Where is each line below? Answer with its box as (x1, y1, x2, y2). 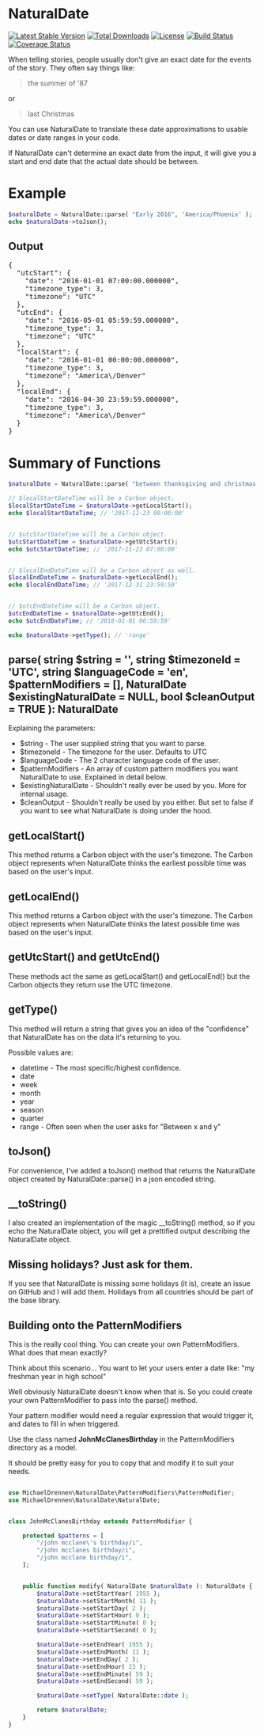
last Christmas (27, 108, 75, 119)
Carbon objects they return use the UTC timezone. (8, 980, 172, 989)
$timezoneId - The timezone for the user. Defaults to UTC (19, 747, 208, 756)
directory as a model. (8, 1442, 77, 1452)
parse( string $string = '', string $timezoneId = (8, 654, 241, 667)
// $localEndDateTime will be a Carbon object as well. (8, 567, 196, 574)
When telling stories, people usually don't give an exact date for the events (8, 55, 251, 64)
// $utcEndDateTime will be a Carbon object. (8, 602, 160, 610)
